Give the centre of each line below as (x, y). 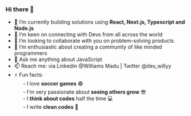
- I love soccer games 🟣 (53, 84)
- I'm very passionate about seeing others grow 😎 (84, 92)
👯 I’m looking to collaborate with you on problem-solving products (94, 41)
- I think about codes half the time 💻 (68, 98)
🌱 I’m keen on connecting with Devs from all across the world (88, 35)
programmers (31, 53)
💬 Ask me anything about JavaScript (58, 59)
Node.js (24, 28)
